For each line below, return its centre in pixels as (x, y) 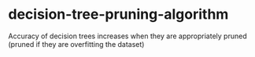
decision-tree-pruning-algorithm (118, 14)
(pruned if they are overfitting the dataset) (76, 44)
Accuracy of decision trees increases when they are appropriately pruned (128, 36)
